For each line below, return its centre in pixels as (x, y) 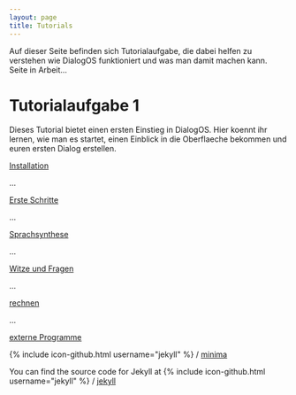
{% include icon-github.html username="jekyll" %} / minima (118, 354)
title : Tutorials (41, 26)
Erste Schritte (34, 200)
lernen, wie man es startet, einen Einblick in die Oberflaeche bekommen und (148, 139)
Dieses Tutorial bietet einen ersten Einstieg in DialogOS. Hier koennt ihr (138, 130)
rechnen (24, 303)
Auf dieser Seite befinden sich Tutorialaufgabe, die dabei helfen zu (131, 50)
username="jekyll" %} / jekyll (63, 381)
